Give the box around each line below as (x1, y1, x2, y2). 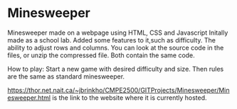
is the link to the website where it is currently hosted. (52, 93, 208, 102)
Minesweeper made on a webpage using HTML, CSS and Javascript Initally (7, 28, 228, 37)
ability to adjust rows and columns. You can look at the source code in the (7, 43, 224, 52)
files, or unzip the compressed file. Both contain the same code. (7, 51, 196, 59)
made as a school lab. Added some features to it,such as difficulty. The (7, 35, 216, 44)
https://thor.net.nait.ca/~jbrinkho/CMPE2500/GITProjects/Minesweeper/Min (7, 86, 230, 94)
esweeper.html (7, 93, 51, 102)
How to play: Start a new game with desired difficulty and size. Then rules (7, 64, 224, 73)
